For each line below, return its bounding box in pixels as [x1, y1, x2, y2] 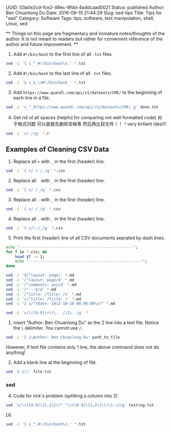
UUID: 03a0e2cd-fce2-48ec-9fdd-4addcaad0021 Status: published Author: [6, 5, 165, 10]
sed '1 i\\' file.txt [6, 369, 52, 374]
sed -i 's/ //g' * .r [6, 131, 50, 136]
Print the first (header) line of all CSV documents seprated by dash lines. [13, 234, 165, 241]
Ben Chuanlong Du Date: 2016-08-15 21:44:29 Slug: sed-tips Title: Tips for [6, 10, 162, 16]
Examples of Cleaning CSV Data [6, 145, 109, 153]
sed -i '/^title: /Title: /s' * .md [6, 291, 81, 297]
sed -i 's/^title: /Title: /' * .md [6, 296, 81, 302]
